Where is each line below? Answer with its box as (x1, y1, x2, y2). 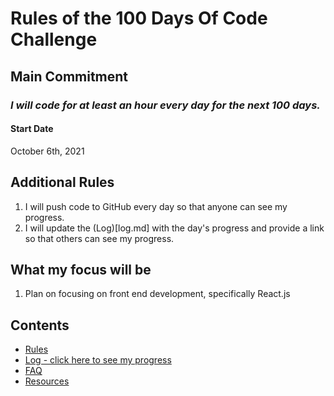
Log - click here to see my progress (24, 354, 172, 366)
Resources (24, 375, 70, 387)
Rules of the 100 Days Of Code (10, 7, 268, 30)
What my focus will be (10, 261, 152, 278)
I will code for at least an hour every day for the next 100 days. (10, 98, 321, 112)
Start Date (10, 123, 54, 135)
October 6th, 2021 (10, 145, 85, 157)
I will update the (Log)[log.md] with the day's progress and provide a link (24, 222, 325, 234)
